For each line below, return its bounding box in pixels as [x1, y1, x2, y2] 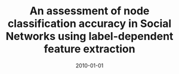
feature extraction [44, 42, 135, 56]
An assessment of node [29, 4, 150, 18]
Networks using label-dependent [5, 30, 174, 43]
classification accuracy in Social [7, 17, 172, 30]
